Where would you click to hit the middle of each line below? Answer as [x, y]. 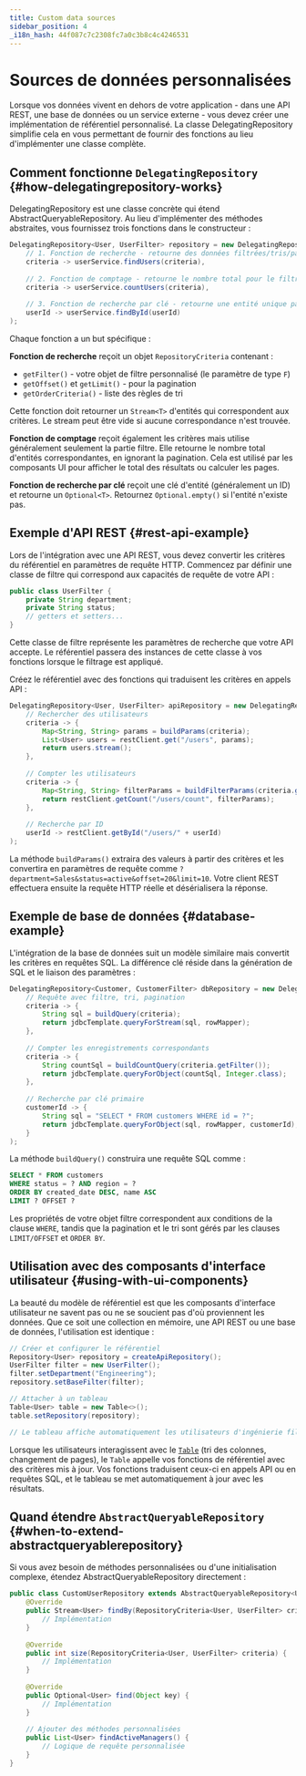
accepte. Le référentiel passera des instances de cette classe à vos [136, 652]
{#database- [219, 917]
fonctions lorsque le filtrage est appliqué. [87, 662]
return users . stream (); [87, 749]
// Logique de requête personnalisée [113, 1747]
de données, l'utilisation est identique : [82, 1331]
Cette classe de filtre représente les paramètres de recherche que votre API [152, 643]
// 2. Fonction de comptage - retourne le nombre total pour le [150, 279]
